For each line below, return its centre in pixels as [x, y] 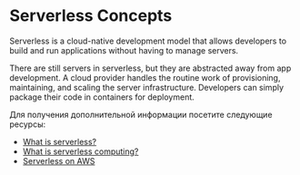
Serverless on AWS [59, 160]
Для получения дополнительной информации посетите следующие [141, 114]
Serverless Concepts [91, 16]
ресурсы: [28, 124]
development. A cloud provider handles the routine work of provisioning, [145, 77]
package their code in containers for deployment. [102, 97]
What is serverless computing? [80, 151]
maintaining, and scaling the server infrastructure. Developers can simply [147, 87]
